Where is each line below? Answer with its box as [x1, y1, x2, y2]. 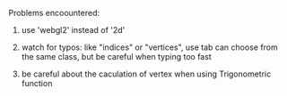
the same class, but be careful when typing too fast [21, 52, 212, 61]
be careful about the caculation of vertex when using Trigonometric [21, 68, 272, 79]
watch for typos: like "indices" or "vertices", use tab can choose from [21, 42, 279, 52]
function [21, 78, 53, 88]
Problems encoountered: [8, 8, 100, 18]
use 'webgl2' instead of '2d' [21, 25, 126, 35]
